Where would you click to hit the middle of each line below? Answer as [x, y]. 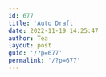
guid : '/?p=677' [35, 53]
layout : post [30, 46]
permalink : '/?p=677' [45, 61]
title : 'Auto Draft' [43, 23]
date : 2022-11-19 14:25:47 [53, 30]
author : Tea [28, 38]
